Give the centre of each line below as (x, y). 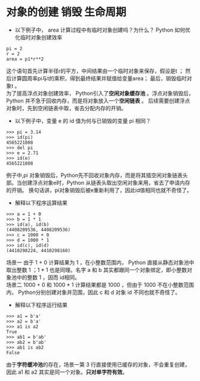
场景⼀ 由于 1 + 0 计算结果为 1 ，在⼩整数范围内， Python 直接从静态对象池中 (100, 262)
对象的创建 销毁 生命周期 (66, 12)
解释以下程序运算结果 (41, 203)
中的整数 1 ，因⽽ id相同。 (48, 277)
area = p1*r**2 (25, 59)
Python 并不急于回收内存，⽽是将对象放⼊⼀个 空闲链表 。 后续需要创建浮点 (98, 100)
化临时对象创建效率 (39, 37)
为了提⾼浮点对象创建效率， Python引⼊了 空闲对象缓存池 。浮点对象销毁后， (100, 93)
